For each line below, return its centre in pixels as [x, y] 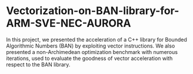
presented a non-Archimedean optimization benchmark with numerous [92, 52]
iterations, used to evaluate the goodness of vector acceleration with [89, 58]
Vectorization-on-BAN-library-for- [93, 11]
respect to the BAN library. [38, 64]
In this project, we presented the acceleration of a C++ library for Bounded [96, 39]
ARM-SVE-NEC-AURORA [69, 23]
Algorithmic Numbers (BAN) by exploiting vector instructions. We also [91, 46]
